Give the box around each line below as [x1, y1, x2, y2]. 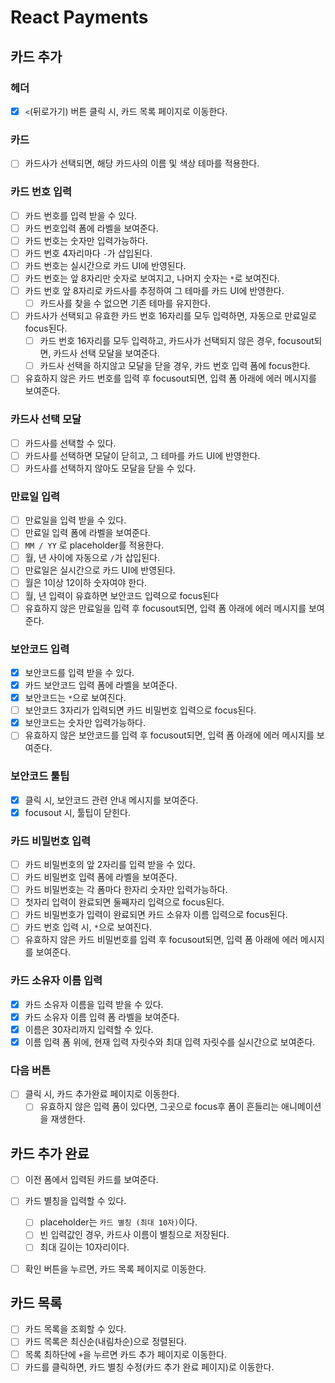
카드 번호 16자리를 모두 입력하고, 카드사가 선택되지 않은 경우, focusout [39, 335, 315, 347]
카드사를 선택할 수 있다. [24, 437, 117, 449]
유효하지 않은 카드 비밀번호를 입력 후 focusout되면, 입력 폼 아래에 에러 [24, 934, 299, 946]
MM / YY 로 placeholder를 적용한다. [24, 539, 165, 551]
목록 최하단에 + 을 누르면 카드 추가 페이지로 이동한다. [24, 1348, 227, 1360]
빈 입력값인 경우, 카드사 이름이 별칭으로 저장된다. [39, 1229, 230, 1241]
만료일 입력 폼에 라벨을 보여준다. [24, 527, 151, 539]
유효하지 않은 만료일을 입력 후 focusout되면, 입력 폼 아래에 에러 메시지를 [24, 602, 307, 614]
